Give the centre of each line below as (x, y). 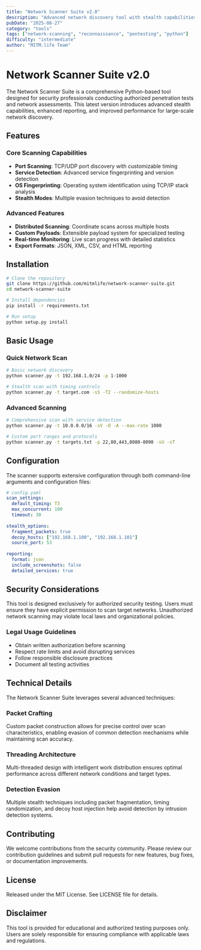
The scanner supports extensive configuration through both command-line (98, 475)
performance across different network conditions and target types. (89, 774)
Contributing (31, 834)
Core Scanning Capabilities (47, 153)
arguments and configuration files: (49, 482)
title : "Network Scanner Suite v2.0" (53, 12)
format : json (28, 560)
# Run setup (21, 316)
